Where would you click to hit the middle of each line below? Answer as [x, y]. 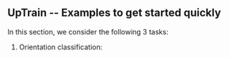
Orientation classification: [61, 47]
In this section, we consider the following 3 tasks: [88, 31]
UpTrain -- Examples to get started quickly [114, 13]
